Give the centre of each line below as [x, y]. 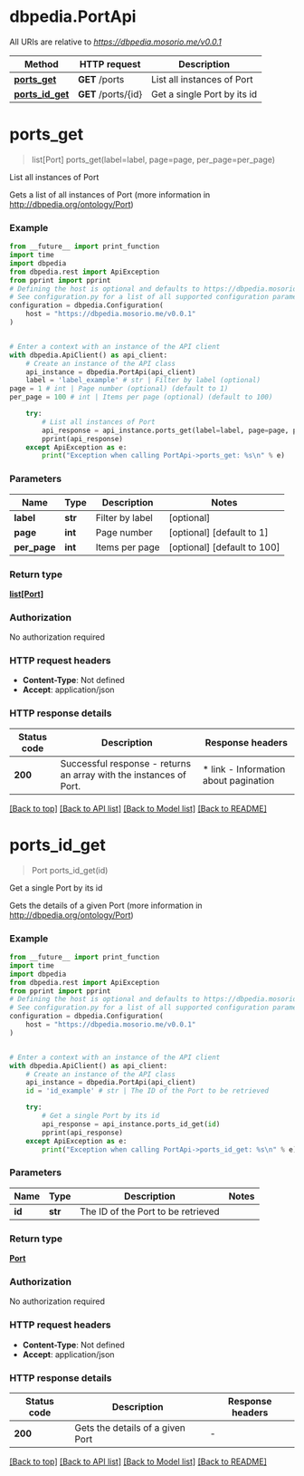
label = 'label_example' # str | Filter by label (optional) [143, 381]
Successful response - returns [126, 763]
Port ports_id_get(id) [70, 870]
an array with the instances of [123, 775]
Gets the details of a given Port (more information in [106, 905]
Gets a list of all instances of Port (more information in [110, 194]
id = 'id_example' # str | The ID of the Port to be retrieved [147, 1091]
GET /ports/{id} [110, 94]
